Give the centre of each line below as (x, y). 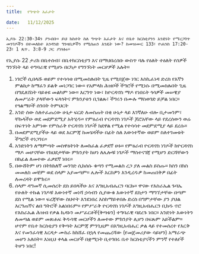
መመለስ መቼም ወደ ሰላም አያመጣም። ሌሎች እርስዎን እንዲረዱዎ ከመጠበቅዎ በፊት (96, 172)
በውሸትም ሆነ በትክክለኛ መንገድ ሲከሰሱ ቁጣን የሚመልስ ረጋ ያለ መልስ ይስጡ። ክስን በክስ (101, 165)
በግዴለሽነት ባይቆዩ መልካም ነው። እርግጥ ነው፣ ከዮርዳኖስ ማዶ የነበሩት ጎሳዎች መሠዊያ (98, 92)
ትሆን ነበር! (25, 245)
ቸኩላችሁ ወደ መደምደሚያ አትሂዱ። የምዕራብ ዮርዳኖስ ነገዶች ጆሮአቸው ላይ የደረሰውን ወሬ (103, 119)
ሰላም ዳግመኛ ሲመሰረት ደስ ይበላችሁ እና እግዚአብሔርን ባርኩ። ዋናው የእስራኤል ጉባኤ (98, 185)
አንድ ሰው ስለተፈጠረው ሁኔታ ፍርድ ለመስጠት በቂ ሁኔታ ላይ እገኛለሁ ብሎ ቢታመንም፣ (98, 112)
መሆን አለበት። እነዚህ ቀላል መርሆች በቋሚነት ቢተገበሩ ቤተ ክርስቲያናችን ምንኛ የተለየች (99, 239)
